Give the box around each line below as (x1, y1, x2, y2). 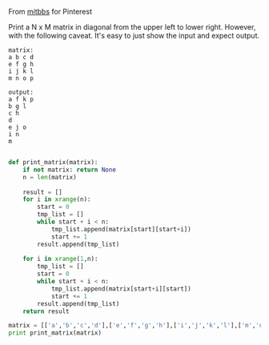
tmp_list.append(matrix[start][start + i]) (50, 225, 192, 233)
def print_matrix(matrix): (8, 158, 98, 166)
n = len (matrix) (22, 173, 78, 181)
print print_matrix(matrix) (8, 329, 102, 337)
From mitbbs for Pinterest (8, 7, 92, 16)
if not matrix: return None (22, 166, 116, 174)
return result (22, 307, 70, 315)
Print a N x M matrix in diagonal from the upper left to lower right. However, (8, 22, 256, 31)
